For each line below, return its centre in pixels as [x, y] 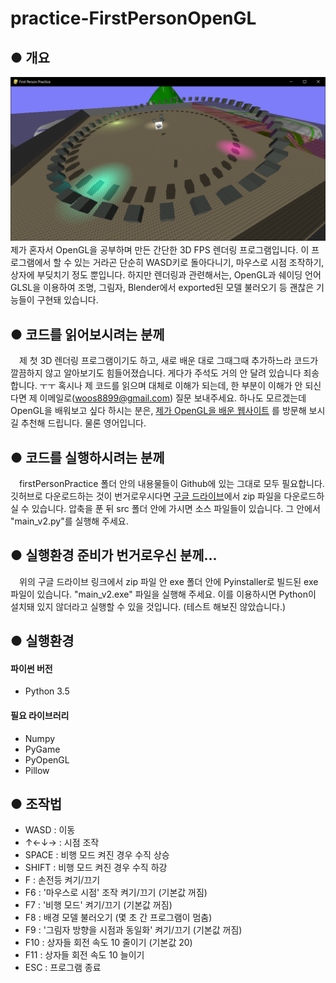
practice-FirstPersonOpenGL [133, 18]
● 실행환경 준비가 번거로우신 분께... [114, 555]
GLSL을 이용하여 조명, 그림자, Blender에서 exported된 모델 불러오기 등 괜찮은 [162, 288]
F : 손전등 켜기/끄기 [62, 880]
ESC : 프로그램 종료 [63, 968]
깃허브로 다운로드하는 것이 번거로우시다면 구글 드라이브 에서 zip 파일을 [146, 496]
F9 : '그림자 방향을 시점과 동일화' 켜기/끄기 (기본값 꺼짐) [133, 930]
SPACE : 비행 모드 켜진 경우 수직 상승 [97, 855]
